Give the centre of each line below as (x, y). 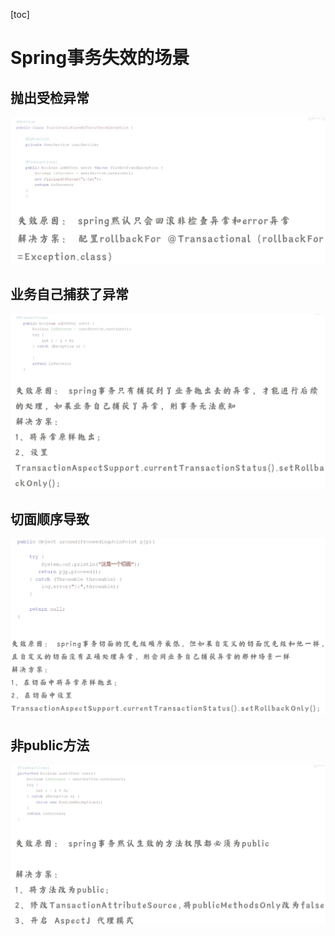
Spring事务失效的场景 (100, 58)
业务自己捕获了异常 (69, 294)
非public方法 (50, 745)
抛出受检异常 (50, 97)
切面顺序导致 (50, 519)
